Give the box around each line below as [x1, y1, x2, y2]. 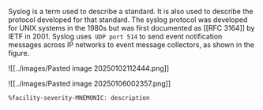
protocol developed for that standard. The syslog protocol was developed [8, 15, 248, 24]
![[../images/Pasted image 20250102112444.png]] [8, 64, 170, 73]
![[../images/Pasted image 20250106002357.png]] [8, 79, 171, 88]
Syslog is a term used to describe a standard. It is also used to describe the [8, 7, 254, 16]
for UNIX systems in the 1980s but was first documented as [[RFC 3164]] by [8, 24, 255, 32]
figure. [8, 49, 30, 57]
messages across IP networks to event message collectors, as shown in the [8, 40, 255, 49]
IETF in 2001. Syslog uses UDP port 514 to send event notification [8, 31, 223, 41]
